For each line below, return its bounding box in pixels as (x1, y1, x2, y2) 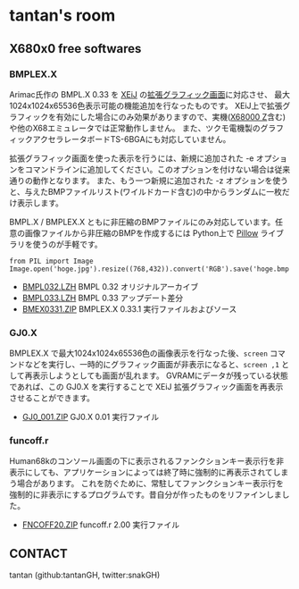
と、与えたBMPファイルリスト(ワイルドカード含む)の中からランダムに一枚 (9, 186, 283, 197)
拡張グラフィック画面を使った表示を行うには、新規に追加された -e (9, 153, 254, 164)
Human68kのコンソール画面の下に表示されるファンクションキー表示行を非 (9, 456, 285, 467)
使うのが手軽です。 (32, 239, 103, 249)
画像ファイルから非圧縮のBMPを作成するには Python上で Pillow (24, 227, 259, 238)
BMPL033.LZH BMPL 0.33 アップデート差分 (21, 292, 184, 303)
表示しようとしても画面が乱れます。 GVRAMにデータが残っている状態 (32, 370, 288, 381)
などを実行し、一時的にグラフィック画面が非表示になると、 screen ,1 (24, 359, 279, 370)
